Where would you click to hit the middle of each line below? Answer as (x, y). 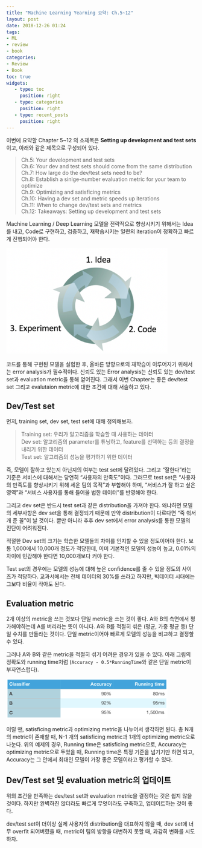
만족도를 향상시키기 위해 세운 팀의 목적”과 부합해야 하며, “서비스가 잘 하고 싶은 (104, 485)
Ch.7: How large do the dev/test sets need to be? (82, 173)
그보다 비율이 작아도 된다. (36, 584)
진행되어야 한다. (31, 238)
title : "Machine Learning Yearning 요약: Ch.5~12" (70, 13)
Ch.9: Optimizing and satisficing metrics (71, 192)
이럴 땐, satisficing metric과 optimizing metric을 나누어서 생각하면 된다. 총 (95, 729)
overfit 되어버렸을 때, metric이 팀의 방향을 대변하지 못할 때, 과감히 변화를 (98, 832)
